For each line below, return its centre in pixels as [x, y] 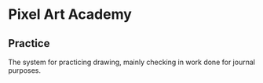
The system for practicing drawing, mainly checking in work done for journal [131, 62]
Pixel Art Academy [70, 14]
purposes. [25, 70]
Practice [29, 43]
